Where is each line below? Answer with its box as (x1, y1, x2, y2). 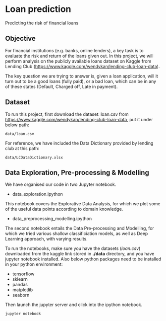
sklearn (12, 276, 28, 282)
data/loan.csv (5, 131, 35, 136)
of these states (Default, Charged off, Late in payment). (5, 83, 118, 89)
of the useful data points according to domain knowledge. (5, 206, 123, 212)
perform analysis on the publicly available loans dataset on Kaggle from (5, 58, 152, 64)
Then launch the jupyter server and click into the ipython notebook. (5, 302, 143, 308)
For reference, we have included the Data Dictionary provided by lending (5, 140, 154, 146)
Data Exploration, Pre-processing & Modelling (5, 168, 150, 177)
